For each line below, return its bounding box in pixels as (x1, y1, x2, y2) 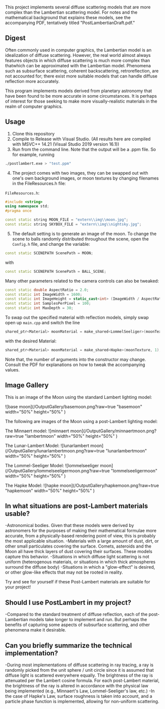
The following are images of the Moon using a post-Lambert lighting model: (5, 418, 158, 424)
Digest (5, 34, 26, 42)
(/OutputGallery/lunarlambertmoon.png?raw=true (5, 447, 105, 453)
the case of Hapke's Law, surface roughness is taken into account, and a (5, 693, 152, 699)
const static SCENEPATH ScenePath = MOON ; (5, 250, 93, 256)
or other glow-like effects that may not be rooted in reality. (5, 569, 123, 576)
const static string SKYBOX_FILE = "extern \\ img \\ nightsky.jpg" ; (5, 222, 141, 227)
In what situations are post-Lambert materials (5, 501, 148, 510)
